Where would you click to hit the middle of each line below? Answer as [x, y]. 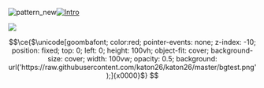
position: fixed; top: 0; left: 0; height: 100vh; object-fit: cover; [110, 50]
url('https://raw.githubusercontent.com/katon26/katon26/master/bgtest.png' [132, 67]
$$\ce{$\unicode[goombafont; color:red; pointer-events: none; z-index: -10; [132, 42]
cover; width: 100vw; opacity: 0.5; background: [141, 59]
